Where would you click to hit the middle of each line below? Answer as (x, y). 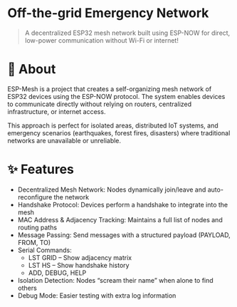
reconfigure (35, 197)
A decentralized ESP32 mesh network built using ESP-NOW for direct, (127, 33)
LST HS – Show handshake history (79, 265)
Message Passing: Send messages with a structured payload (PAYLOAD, (124, 235)
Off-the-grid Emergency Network (108, 13)
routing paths (37, 227)
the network (72, 197)
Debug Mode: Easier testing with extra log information (97, 295)
